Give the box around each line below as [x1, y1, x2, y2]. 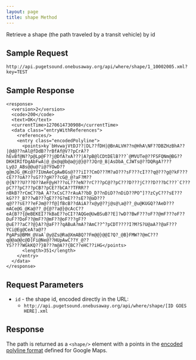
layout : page [6, 8, 39, 15]
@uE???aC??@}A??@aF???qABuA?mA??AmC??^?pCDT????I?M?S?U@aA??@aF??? [6, 222, 178, 228]
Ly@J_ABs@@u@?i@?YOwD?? [6, 164, 66, 170]
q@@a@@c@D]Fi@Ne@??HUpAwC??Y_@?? [6, 237, 89, 243]
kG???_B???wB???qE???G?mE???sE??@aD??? [6, 196, 105, 202]
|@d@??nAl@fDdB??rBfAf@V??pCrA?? [6, 148, 89, 154]
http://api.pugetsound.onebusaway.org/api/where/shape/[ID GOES [23, 303, 187, 309]
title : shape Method [6, 14, 58, 20]
